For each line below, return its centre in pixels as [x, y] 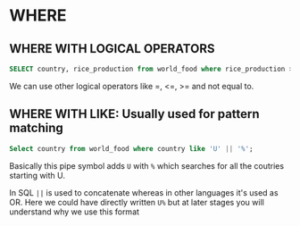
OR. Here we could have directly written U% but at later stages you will [137, 202]
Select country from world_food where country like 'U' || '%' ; [131, 148]
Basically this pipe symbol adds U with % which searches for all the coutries [146, 165]
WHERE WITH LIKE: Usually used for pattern [135, 114]
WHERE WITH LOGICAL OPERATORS [112, 49]
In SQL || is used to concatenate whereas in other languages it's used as [144, 192]
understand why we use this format [75, 212]
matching [37, 128]
